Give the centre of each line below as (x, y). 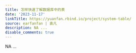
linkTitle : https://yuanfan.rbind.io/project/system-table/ (68, 19)
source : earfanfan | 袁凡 (31, 23)
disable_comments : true (30, 32)
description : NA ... (26, 28)
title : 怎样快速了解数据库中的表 (35, 10)
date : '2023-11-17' (25, 14)
